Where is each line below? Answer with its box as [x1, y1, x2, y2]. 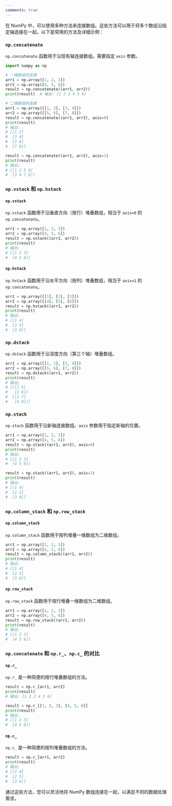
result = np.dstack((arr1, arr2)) [5, 370, 79, 375]
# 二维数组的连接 [5, 101, 37, 106]
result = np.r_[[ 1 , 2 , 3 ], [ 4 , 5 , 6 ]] [5, 703, 88, 708]
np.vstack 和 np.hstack [5, 186, 61, 193]
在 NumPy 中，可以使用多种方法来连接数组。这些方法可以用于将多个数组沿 [5, 22, 162, 28]
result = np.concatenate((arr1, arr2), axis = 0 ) [5, 115, 109, 120]
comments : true [5, 7, 38, 13]
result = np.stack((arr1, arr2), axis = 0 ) [5, 442, 95, 447]
